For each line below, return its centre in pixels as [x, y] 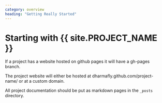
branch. [13, 67]
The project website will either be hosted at [48, 76]
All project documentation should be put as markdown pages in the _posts [79, 90]
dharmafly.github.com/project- [123, 76]
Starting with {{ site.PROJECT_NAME [81, 38]
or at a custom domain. [42, 81]
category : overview [25, 9]
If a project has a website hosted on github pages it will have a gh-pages [77, 61]
